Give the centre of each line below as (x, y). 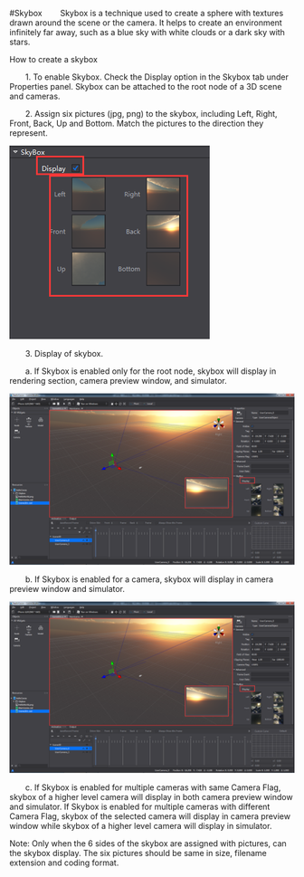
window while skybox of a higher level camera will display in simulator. (141, 826)
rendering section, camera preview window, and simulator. (119, 381)
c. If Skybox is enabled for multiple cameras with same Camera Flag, (153, 787)
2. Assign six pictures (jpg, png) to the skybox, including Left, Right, (152, 114)
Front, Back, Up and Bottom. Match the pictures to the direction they (137, 123)
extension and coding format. (64, 863)
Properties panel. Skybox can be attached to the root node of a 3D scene (146, 86)
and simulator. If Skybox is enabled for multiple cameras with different (140, 807)
